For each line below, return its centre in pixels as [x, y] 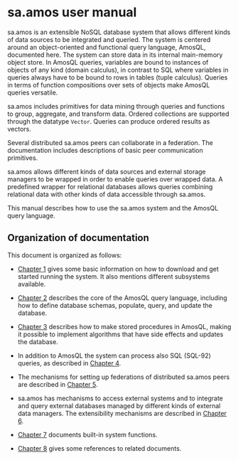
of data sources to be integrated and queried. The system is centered [109, 39]
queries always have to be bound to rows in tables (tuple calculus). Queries [118, 77]
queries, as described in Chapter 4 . [69, 363]
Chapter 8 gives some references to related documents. [99, 448]
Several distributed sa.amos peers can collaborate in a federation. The [110, 142]
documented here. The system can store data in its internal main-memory [115, 55]
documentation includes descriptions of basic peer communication [106, 150]
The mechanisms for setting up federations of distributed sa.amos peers [124, 377]
